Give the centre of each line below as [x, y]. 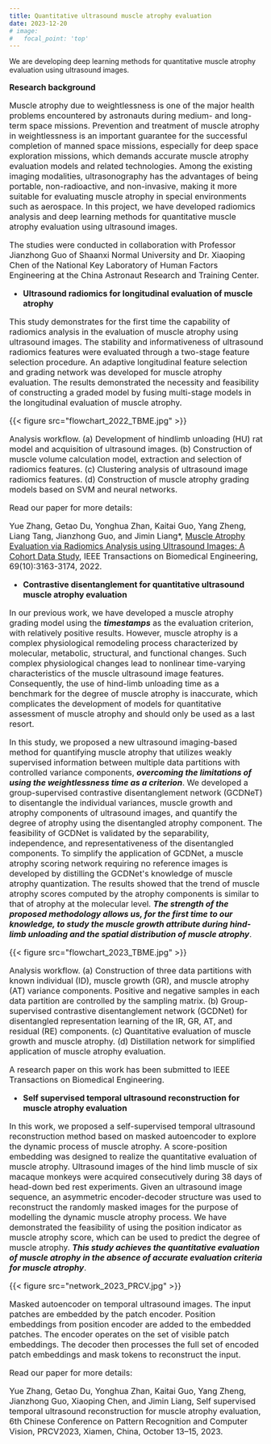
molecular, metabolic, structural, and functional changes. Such [128, 653]
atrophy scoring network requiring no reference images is [119, 863]
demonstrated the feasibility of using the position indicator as [126, 1227]
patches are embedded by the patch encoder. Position [113, 1315]
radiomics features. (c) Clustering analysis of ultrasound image [129, 470]
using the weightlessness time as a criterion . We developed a [129, 783]
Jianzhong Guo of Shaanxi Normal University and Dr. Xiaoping [127, 255]
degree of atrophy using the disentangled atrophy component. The [136, 823]
